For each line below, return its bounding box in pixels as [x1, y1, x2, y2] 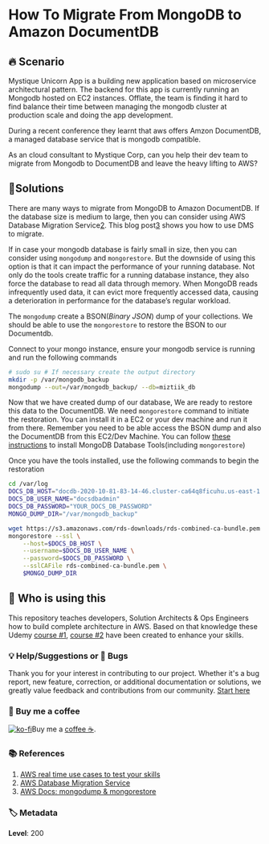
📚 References [8, 748, 65, 760]
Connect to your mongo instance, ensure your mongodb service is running [8, 344, 255, 353]
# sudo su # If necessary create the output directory [8, 368, 196, 376]
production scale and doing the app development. [8, 110, 173, 120]
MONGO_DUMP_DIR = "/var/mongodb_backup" [8, 509, 138, 518]
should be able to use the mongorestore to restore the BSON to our [8, 319, 227, 329]
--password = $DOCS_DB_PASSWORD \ [22, 554, 131, 562]
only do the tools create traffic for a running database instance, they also [8, 270, 250, 279]
